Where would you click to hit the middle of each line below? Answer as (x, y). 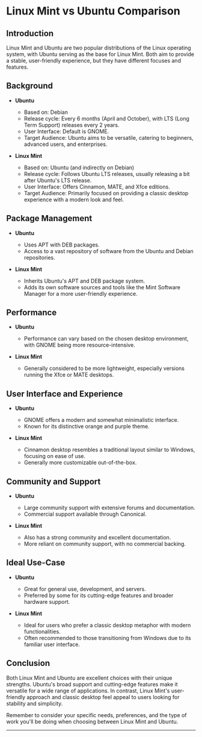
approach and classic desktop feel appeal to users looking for (103, 697)
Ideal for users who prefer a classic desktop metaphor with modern (107, 625)
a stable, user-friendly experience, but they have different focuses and (94, 61)
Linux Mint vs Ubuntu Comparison (93, 11)
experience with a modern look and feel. (74, 199)
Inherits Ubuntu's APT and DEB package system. (84, 281)
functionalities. (42, 632)
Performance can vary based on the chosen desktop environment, (106, 339)
